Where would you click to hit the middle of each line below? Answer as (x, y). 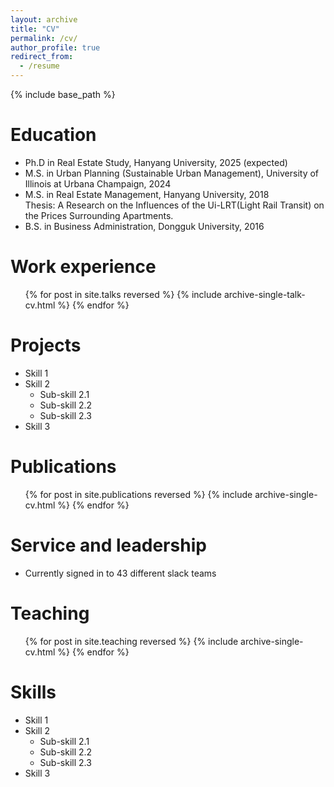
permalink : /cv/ (44, 38)
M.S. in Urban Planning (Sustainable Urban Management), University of (172, 173)
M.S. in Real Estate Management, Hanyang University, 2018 (147, 194)
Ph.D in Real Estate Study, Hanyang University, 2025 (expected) (156, 162)
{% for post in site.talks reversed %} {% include (123, 294)
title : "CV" (35, 29)
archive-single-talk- (264, 294)
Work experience (83, 267)
